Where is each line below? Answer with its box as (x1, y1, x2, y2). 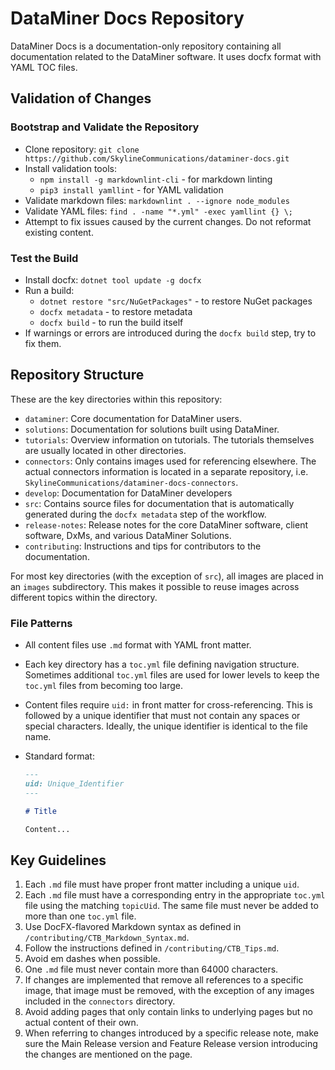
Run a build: (24, 284, 75, 296)
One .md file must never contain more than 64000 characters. (24, 963, 279, 976)
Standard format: (24, 750, 95, 762)
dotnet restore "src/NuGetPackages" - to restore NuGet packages (39, 295, 313, 307)
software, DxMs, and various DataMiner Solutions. (24, 529, 232, 541)
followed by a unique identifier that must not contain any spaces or (24, 710, 301, 722)
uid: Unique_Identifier (24, 778, 125, 789)
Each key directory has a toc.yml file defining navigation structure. (24, 658, 300, 671)
